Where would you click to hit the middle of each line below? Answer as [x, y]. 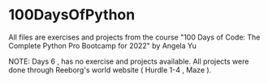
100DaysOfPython [72, 15]
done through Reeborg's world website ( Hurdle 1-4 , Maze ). [110, 69]
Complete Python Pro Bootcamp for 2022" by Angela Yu [102, 45]
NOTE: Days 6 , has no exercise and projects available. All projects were [129, 61]
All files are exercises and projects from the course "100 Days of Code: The [134, 37]
